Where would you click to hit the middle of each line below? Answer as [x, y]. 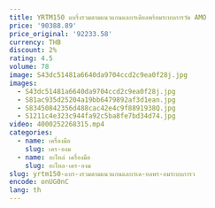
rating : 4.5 [31, 58]
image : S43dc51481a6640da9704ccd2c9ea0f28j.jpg [99, 75]
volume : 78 [29, 67]
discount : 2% [33, 50]
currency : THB [35, 42]
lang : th [25, 190]
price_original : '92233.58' [61, 34]
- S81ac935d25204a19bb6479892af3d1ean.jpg [96, 100]
